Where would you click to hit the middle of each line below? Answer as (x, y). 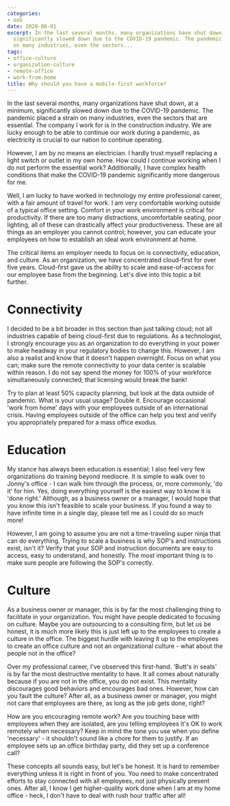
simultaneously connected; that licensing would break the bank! (97, 380)
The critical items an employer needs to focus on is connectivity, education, (114, 253)
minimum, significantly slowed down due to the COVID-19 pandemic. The (110, 111)
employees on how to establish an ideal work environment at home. (102, 239)
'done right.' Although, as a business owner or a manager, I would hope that (114, 498)
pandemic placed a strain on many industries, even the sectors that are (107, 118)
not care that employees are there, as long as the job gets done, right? (106, 703)
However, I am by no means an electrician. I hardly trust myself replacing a (112, 153)
